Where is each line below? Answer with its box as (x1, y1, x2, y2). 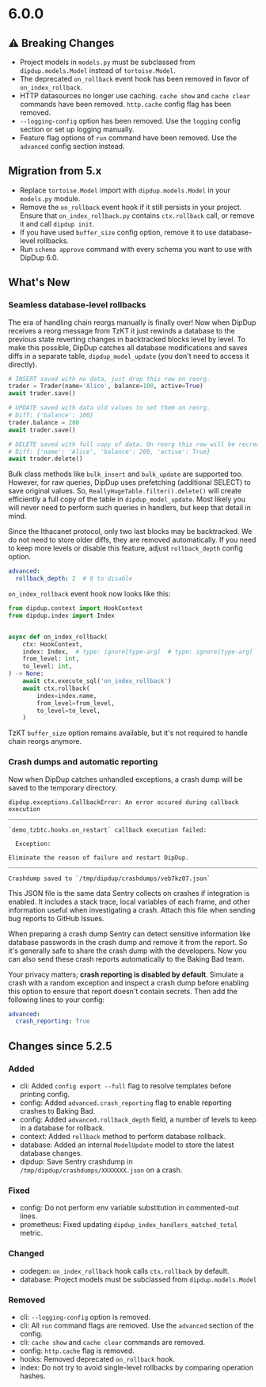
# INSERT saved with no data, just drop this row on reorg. (8, 375, 211, 383)
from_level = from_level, (36, 699, 115, 707)
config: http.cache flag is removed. (19, 1346, 135, 1355)
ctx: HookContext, (22, 640, 83, 648)
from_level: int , (22, 655, 80, 663)
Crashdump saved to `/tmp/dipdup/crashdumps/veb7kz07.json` (8, 874, 211, 882)
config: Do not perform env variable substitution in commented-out (19, 1203, 239, 1213)
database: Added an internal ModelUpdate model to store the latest (19, 1140, 234, 1149)
